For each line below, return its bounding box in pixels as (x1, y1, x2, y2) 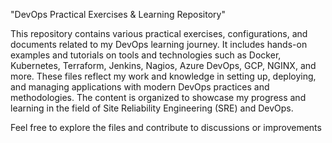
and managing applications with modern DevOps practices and (10, 81, 270, 93)
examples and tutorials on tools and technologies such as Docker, (10, 49, 282, 61)
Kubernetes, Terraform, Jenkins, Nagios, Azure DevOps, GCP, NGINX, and (10, 60, 317, 71)
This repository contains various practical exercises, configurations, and (10, 28, 308, 39)
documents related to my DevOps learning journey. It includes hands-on (10, 39, 308, 50)
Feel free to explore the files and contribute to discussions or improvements (10, 122, 322, 133)
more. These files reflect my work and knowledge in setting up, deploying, (10, 70, 317, 82)
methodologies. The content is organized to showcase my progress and (10, 92, 307, 103)
